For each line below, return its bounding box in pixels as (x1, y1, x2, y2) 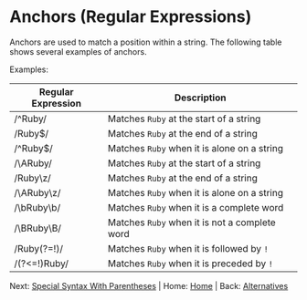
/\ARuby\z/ (14, 186, 61, 199)
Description (174, 91, 227, 104)
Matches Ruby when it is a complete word (107, 201, 284, 213)
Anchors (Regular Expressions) (9, 6, 252, 27)
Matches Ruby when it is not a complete (107, 216, 276, 229)
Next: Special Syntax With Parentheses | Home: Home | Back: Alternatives (9, 280, 289, 291)
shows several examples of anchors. (9, 46, 148, 57)
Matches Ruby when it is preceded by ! (107, 257, 274, 270)
